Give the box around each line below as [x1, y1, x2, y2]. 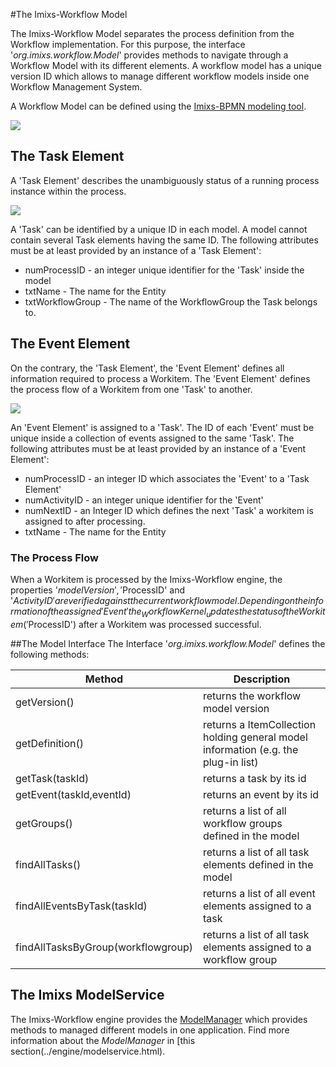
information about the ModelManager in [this [10, 1034, 196, 1046]
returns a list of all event [202, 886, 316, 900]
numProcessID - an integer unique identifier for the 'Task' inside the [24, 264, 305, 276]
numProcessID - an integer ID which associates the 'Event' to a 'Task [24, 472, 310, 484]
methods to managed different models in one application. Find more [10, 1024, 290, 1036]
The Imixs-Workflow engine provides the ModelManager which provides [10, 1013, 308, 1025]
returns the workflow [202, 689, 302, 703]
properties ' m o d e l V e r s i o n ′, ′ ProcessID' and [10, 584, 186, 596]
